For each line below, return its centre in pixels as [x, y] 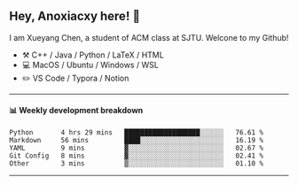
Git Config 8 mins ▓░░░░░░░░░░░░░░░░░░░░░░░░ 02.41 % [137, 156]
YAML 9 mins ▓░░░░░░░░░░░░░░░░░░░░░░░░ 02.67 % [137, 148]
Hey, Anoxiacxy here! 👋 [74, 16]
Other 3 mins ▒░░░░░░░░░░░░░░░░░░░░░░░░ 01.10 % [137, 164]
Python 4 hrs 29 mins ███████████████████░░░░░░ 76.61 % [137, 133]
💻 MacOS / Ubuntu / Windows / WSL [90, 65]
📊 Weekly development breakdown [76, 111]
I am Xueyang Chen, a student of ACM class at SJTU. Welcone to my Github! [149, 37]
